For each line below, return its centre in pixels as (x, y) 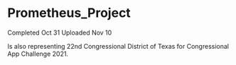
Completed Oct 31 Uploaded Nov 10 (60, 32)
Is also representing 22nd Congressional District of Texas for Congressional (118, 46)
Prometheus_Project (69, 13)
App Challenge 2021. (38, 54)
